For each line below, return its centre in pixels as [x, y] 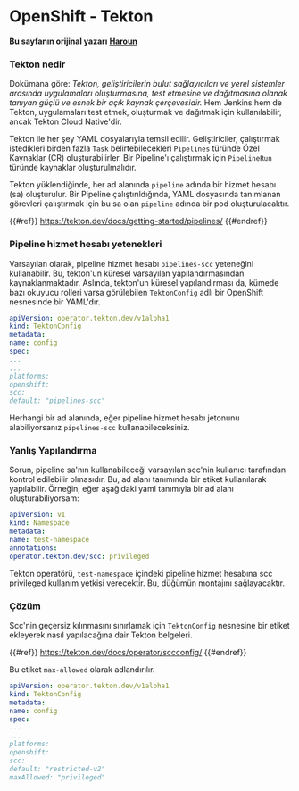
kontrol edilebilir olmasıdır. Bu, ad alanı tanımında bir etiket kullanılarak [138, 479]
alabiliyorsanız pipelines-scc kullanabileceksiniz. [100, 428]
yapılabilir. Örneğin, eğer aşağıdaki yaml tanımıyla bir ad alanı [122, 489]
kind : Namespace [39, 523]
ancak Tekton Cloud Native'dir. [66, 121]
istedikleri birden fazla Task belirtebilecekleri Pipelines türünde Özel [135, 148]
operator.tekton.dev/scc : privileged [79, 556]
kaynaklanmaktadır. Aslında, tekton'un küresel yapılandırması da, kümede [144, 282]
